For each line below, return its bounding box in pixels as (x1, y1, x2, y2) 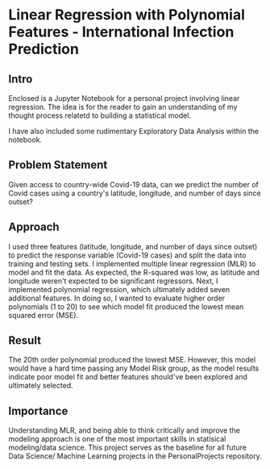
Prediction (8, 40, 79, 58)
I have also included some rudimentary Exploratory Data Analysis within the (8, 127, 260, 136)
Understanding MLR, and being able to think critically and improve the (8, 425, 240, 435)
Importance (8, 404, 69, 417)
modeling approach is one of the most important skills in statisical (8, 434, 226, 444)
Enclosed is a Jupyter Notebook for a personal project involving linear (8, 94, 240, 103)
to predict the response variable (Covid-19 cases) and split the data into (8, 250, 247, 260)
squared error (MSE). (8, 310, 79, 320)
